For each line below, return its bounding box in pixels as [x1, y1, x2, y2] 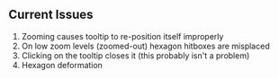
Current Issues [8, 7, 94, 22]
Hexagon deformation [21, 59, 103, 70]
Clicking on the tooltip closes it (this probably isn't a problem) [21, 49, 250, 61]
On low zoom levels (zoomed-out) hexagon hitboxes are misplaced [21, 40, 271, 51]
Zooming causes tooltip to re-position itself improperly [21, 31, 224, 41]
